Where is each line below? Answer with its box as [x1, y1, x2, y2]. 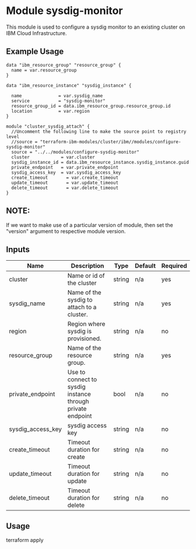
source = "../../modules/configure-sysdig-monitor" [11, 149, 140, 155]
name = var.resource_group [11, 67, 77, 73]
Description [71, 262, 104, 270]
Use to [67, 368, 86, 377]
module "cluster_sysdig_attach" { [6, 123, 90, 129]
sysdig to [67, 296, 93, 304]
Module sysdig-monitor [6, 4, 123, 18]
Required [161, 262, 187, 270]
